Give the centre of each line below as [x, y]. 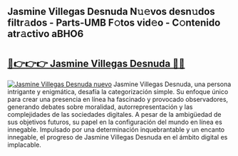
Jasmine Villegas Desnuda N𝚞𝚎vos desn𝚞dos [111, 12]
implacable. [24, 145]
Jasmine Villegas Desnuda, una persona [172, 84]
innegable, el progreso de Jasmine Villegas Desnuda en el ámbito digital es [118, 137]
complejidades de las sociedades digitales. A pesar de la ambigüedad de [114, 114]
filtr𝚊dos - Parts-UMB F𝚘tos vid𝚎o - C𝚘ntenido [114, 23]
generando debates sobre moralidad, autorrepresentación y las [100, 107]
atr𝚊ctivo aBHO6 [46, 34]
